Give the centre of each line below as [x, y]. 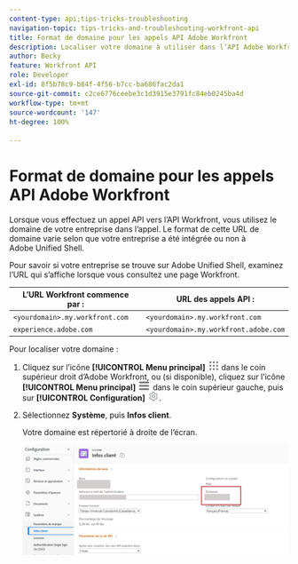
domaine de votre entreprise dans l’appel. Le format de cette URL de [134, 229]
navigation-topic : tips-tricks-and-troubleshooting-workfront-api [134, 28]
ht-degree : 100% [39, 122]
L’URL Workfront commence [75, 294]
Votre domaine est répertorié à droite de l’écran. [110, 432]
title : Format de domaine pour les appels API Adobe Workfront [129, 37]
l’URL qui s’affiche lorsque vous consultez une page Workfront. [125, 274]
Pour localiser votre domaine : [64, 349]
